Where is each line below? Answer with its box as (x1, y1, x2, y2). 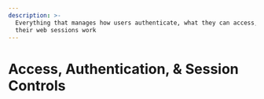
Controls (8, 76, 66, 94)
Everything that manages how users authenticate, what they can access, (15, 19, 258, 27)
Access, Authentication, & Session (8, 60, 239, 78)
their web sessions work (15, 26, 97, 34)
